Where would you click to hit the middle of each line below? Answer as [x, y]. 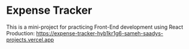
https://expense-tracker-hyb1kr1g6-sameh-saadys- [100, 33]
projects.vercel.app [30, 39]
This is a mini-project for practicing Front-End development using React [95, 27]
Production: [20, 33]
